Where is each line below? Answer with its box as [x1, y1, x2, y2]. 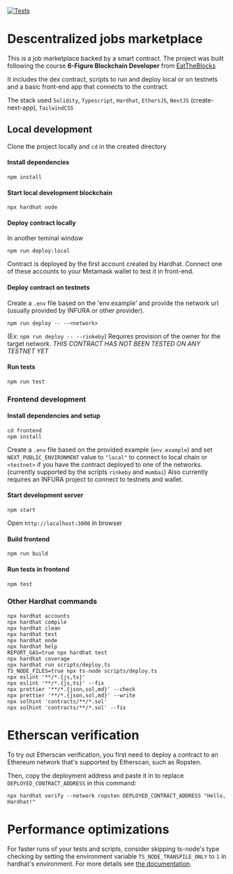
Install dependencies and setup [7, 412, 101, 420]
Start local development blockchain [7, 188, 113, 197]
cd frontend [7, 427, 42, 434]
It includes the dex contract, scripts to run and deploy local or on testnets [7, 75, 218, 83]
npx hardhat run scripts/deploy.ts [7, 661, 111, 668]
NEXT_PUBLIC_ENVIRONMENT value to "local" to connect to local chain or [7, 452, 208, 461]
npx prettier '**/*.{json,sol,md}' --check [7, 686, 136, 692]
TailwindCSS [38, 105, 74, 112]
